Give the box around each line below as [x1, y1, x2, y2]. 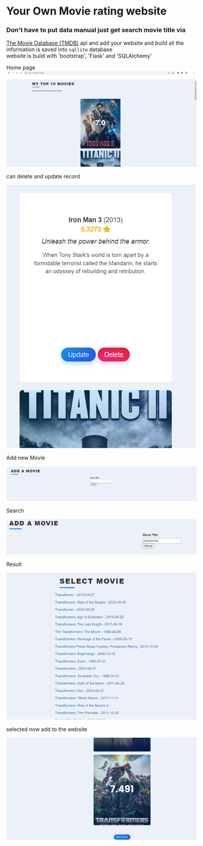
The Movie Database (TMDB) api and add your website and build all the [6, 39, 184, 47]
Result [6, 560, 22, 567]
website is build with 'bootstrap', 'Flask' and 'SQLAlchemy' [6, 53, 152, 60]
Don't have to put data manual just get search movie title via [6, 26, 186, 34]
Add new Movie [6, 454, 45, 461]
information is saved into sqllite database [6, 46, 113, 53]
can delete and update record [6, 172, 80, 179]
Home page [6, 64, 36, 71]
